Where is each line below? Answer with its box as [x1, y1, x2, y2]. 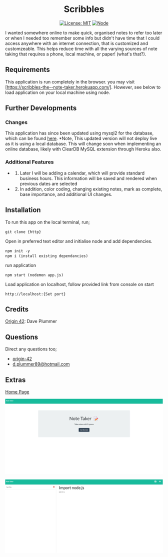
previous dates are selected [19, 180, 77, 186]
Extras [5, 375, 26, 384]
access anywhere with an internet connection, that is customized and [5, 40, 148, 46]
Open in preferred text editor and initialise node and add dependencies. [5, 238, 152, 244]
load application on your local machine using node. [5, 89, 110, 95]
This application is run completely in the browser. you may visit [5, 78, 135, 84]
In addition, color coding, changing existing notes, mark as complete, [19, 186, 162, 192]
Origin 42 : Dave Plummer [5, 318, 57, 324]
